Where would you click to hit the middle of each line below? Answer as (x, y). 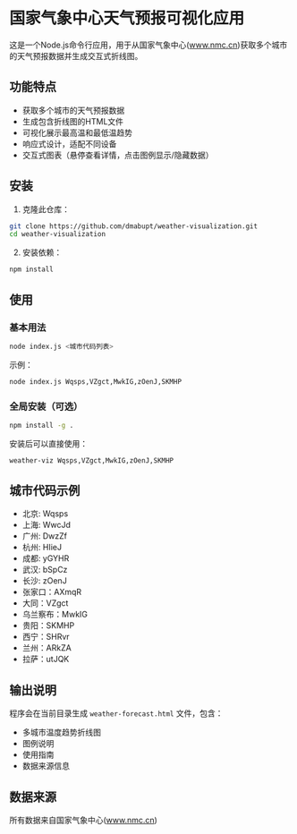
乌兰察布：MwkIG (55, 615)
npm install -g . (42, 425)
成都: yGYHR (46, 558)
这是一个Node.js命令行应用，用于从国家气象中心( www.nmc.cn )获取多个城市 (148, 45)
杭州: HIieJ (42, 548)
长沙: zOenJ (44, 581)
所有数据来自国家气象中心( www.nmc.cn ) (84, 821)
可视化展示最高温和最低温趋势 (77, 132)
